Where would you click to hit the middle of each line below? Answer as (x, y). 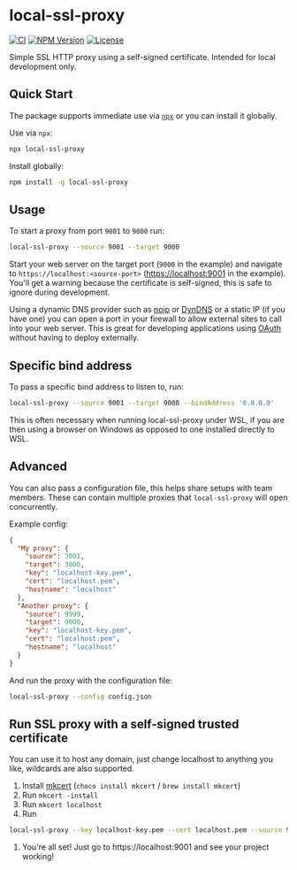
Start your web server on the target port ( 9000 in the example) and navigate (146, 264)
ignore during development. (60, 292)
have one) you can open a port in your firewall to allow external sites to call (146, 319)
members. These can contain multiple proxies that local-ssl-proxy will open (148, 497)
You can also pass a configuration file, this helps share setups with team (141, 488)
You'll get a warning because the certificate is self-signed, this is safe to (141, 283)
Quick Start (41, 94)
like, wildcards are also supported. (72, 769)
